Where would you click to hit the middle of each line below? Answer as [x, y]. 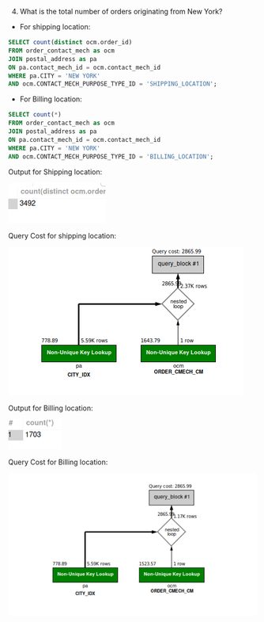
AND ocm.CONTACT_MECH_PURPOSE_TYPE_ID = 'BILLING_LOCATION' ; [111, 156]
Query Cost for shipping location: [62, 235]
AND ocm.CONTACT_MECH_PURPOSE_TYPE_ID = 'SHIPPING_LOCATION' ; [113, 84]
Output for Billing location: [51, 408]
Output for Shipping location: [55, 172]
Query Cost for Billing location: [58, 462]
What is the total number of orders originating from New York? [121, 11]
